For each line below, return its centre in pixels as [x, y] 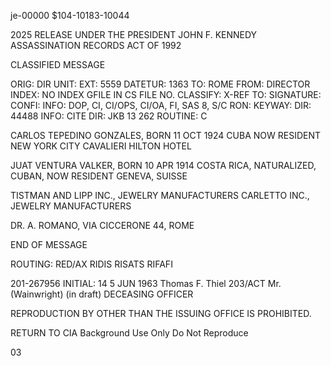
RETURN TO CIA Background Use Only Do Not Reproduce [129, 333]
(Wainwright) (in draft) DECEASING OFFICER [102, 294]
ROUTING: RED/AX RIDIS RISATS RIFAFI [91, 264]
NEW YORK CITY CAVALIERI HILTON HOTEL [101, 146]
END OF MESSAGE [49, 244]
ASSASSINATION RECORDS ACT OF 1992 [96, 45]
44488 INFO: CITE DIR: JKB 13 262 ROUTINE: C [109, 116]
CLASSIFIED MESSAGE [58, 64]
